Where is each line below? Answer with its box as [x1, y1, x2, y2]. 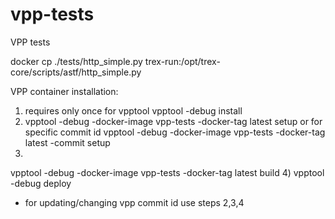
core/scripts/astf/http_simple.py [10, 66, 142, 78]
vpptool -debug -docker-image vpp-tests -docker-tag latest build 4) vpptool [10, 166, 325, 178]
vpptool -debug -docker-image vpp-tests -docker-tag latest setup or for [24, 115, 323, 127]
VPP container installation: [10, 85, 119, 97]
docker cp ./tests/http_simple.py [10, 55, 143, 67]
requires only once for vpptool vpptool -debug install [24, 104, 243, 117]
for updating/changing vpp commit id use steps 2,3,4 [24, 196, 245, 208]
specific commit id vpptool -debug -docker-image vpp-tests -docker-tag [24, 126, 326, 138]
